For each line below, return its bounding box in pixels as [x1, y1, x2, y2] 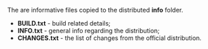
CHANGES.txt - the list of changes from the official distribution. [17, 34, 202, 42]
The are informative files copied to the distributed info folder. [7, 6, 183, 14]
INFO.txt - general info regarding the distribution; [17, 27, 160, 35]
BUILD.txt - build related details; [17, 19, 111, 27]
